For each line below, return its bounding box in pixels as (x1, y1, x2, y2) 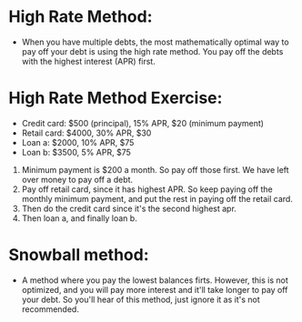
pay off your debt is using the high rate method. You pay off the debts (21, 45, 284, 56)
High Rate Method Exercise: (8, 88, 223, 108)
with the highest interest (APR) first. (21, 55, 156, 66)
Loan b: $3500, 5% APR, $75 (21, 146, 131, 157)
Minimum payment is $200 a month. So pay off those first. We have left (21, 164, 289, 175)
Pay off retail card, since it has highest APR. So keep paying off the (21, 184, 274, 195)
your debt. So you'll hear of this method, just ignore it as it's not (21, 294, 260, 305)
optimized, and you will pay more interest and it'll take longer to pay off (21, 284, 288, 295)
